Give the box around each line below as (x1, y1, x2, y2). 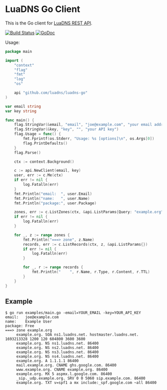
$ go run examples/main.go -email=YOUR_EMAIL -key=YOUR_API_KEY (5, 311, 141, 316)
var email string (5, 104, 41, 109)
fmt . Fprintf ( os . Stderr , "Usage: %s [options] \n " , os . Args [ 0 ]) (23, 136, 155, 141)
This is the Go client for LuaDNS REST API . (5, 20, 92, 26)
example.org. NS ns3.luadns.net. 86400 (16, 350, 99, 355)
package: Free (5, 324, 35, 329)
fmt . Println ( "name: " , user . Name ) (14, 196, 90, 201)
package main (5, 49, 32, 54)
